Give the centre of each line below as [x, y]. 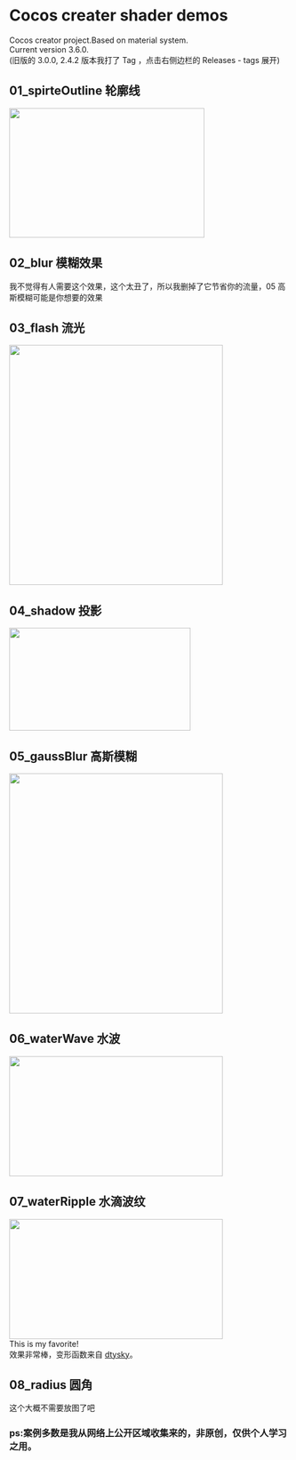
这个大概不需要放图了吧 [52, 1408]
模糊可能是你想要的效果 [60, 297]
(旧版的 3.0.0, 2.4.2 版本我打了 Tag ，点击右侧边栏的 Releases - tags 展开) [144, 60]
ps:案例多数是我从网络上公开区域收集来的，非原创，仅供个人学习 [148, 1433]
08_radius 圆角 [51, 1385]
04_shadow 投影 [56, 610]
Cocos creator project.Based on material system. [99, 40]
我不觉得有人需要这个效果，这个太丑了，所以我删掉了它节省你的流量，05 [143, 286]
